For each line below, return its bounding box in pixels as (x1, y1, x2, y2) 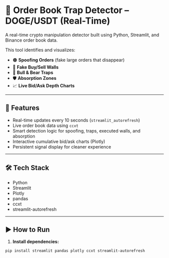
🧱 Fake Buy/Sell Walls (12, 64, 59, 70)
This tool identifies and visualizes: (5, 47, 75, 53)
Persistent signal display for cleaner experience (12, 144, 112, 150)
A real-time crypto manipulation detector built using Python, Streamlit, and (5, 32, 159, 38)
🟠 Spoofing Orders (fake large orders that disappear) (12, 57, 125, 63)
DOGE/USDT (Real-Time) (5, 15, 111, 27)
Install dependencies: (12, 238, 59, 245)
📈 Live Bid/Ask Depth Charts (12, 82, 75, 88)
